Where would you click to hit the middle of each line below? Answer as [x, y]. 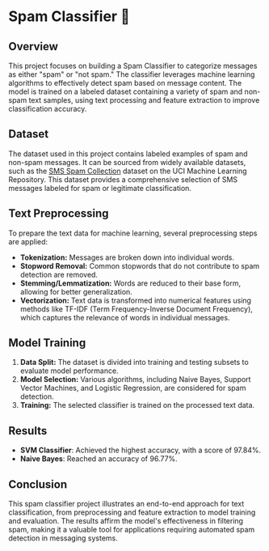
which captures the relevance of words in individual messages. [125, 317]
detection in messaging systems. [63, 538]
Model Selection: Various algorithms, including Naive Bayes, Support [135, 379]
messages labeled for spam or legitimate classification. [100, 188]
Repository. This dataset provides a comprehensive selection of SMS [123, 179]
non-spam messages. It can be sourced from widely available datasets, [127, 162]
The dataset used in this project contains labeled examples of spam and [128, 154]
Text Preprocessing [59, 214]
